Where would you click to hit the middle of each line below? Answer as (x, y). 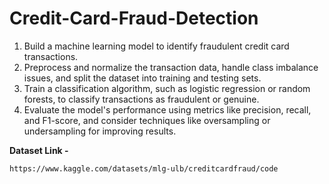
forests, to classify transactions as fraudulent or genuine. (141, 99)
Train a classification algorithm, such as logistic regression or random (167, 88)
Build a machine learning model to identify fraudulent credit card (156, 46)
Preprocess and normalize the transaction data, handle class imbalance (171, 67)
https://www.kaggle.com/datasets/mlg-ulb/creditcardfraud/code (144, 168)
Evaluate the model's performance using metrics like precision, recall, (167, 109)
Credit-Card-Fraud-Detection (134, 18)
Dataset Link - (39, 150)
